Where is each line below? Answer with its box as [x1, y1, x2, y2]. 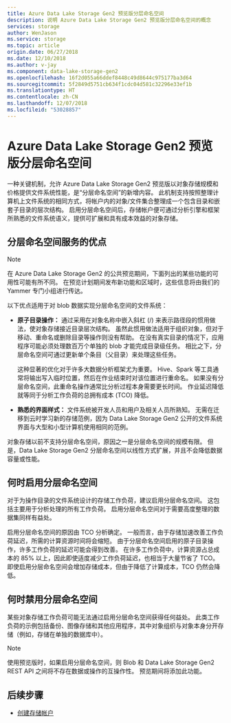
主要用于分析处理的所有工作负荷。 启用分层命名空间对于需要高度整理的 [12, 505, 214, 513]
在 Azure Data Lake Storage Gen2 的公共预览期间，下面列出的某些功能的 [7, 269, 213, 277]
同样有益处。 [19, 513, 56, 522]
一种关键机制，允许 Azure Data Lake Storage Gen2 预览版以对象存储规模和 [7, 179, 219, 188]
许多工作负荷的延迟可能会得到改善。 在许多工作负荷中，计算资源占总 [19, 546, 214, 554]
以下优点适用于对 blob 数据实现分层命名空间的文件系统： [7, 301, 168, 309]
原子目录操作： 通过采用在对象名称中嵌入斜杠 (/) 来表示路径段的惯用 [16, 315, 210, 324]
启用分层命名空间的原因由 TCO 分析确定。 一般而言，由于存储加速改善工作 [7, 528, 218, 537]
